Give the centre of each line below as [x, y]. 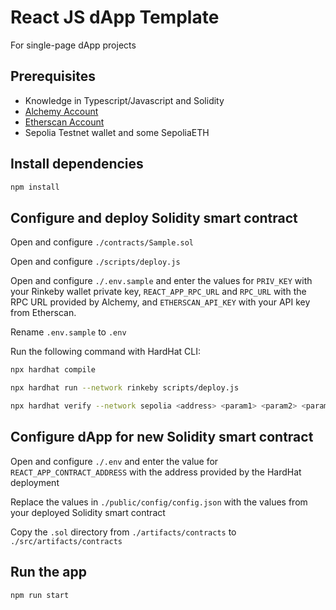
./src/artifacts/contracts [66, 541]
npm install [35, 187]
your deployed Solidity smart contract [88, 512]
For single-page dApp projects [73, 45]
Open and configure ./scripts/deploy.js [95, 262]
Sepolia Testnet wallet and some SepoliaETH [117, 132]
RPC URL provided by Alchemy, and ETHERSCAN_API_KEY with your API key [160, 302]
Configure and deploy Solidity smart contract [154, 217]
